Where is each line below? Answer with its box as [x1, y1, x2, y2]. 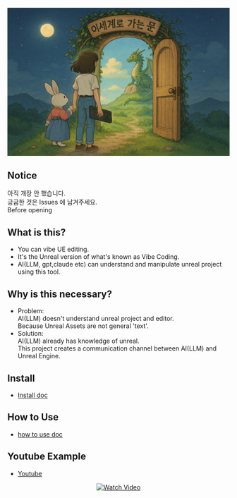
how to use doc [17, 430, 63, 438]
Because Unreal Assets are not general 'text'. [17, 322, 150, 330]
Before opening [7, 206, 53, 214]
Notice [7, 170, 37, 182]
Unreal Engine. [17, 352, 61, 360]
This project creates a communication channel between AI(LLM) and [17, 344, 217, 353]
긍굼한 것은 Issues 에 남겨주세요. [7, 198, 97, 207]
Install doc [17, 391, 48, 399]
